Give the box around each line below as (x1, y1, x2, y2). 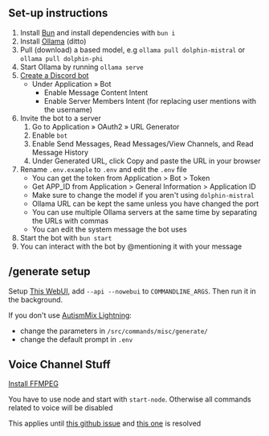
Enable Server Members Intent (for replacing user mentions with (43, 96, 257, 105)
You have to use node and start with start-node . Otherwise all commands (8, 394, 251, 405)
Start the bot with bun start (19, 232, 112, 242)
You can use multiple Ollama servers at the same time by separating (31, 207, 258, 216)
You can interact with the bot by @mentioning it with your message (19, 241, 243, 251)
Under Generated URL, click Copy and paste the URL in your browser (31, 156, 261, 166)
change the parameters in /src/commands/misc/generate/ (19, 326, 209, 335)
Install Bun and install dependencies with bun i (19, 27, 176, 37)
